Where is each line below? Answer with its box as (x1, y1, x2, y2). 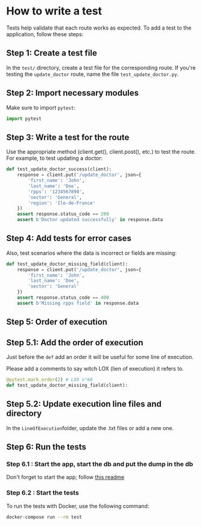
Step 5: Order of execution (6, 317, 107, 327)
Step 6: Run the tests (6, 442, 86, 452)
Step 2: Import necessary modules (6, 88, 139, 98)
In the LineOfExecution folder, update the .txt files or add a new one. (6, 424, 174, 431)
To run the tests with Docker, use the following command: (6, 502, 150, 510)
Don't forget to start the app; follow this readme (6, 474, 125, 481)
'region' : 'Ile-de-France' (28, 200, 96, 206)
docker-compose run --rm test (6, 514, 83, 520)
